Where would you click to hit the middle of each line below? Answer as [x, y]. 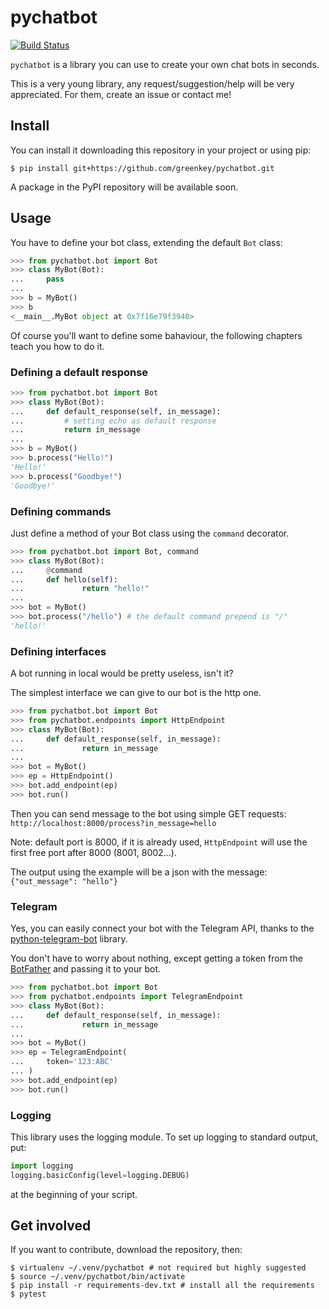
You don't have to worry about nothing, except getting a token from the [156, 958]
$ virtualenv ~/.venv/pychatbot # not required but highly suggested [158, 1268]
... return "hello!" [80, 589]
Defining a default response [79, 372]
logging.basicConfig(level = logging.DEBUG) [100, 1175]
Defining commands [61, 511]
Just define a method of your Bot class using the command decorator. [150, 533]
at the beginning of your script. [74, 1194]
